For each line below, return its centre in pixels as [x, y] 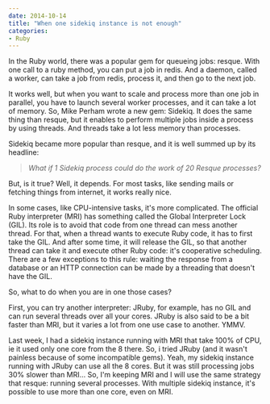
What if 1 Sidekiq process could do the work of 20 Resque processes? [145, 168]
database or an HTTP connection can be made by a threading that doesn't [132, 268]
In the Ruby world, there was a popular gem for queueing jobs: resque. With [134, 61]
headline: [24, 152]
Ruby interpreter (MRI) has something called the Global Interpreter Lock [127, 217]
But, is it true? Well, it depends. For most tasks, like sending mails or [121, 184]
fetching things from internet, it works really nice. [90, 192]
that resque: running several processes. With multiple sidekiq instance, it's [132, 383]
